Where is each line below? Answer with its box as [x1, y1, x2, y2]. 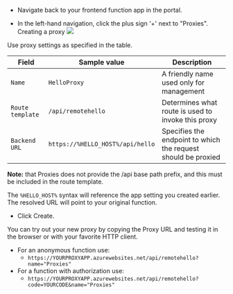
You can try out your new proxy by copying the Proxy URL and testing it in [7, 225, 218, 233]
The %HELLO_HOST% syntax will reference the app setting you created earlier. [7, 191, 221, 199]
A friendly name [162, 69, 214, 78]
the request [162, 144, 200, 153]
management [162, 87, 205, 96]
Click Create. [17, 211, 55, 220]
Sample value [78, 58, 125, 67]
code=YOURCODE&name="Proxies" [27, 282, 116, 288]
